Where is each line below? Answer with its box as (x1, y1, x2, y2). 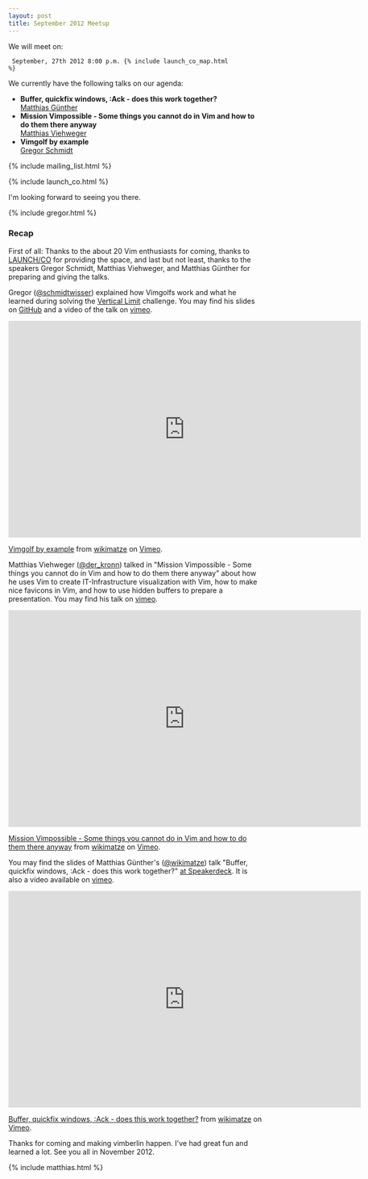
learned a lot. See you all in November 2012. (8, 1147, 155, 1156)
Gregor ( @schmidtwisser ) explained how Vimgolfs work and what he (8, 287, 237, 297)
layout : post (8, 11, 52, 20)
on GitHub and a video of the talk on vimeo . (8, 304, 153, 315)
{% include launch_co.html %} (8, 177, 109, 186)
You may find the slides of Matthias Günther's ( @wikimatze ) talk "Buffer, (8, 857, 248, 867)
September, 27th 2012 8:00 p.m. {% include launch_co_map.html (11, 57, 229, 65)
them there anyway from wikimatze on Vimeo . (8, 842, 161, 852)
